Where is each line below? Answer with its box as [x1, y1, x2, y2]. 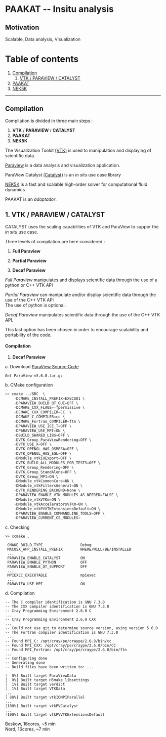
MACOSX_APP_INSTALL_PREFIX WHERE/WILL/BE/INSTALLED [7, 547, 132, 552]
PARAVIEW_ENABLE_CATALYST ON [7, 556, 85, 561]
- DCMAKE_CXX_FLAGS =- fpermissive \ [14, 405, 85, 410]
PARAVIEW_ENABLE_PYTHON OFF [7, 560, 87, 565]
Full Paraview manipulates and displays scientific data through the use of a [5, 277, 158, 283]
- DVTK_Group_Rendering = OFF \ [14, 465, 74, 470]
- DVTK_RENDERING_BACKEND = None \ [14, 488, 81, 493]
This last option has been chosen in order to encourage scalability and [5, 326, 149, 332]
